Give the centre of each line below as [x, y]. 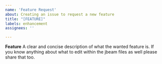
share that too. [20, 57]
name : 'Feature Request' [31, 10]
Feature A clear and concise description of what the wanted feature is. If [80, 47]
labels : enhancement [27, 24]
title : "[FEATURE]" [25, 19]
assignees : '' [20, 28]
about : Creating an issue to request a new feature [60, 14]
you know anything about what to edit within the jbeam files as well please [81, 52]
